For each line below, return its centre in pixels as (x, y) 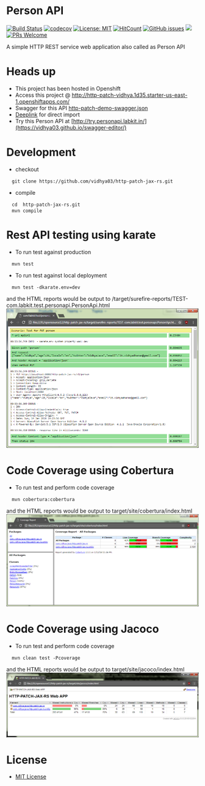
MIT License (31, 777)
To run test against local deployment (61, 275)
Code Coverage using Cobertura (90, 471)
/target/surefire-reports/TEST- (150, 298)
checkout (27, 169)
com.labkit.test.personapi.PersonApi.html (58, 305)
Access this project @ (43, 95)
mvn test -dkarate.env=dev (46, 287)
